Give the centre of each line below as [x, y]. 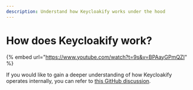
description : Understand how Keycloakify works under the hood [86, 11]
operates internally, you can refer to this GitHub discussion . [78, 81]
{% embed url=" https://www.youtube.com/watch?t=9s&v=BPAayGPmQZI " [97, 57]
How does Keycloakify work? [79, 40]
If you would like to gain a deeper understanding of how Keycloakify [89, 75]
